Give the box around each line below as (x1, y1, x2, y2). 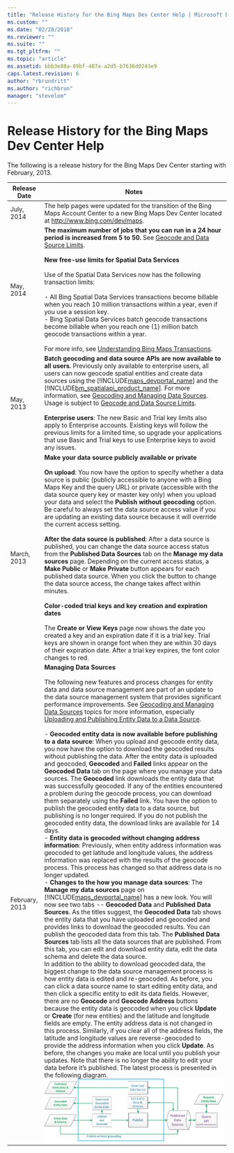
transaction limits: (44, 278, 95, 286)
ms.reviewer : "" (7, 34, 54, 40)
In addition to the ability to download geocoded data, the (44, 960, 206, 968)
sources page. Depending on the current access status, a (44, 557, 210, 565)
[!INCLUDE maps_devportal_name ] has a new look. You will (44, 893, 212, 901)
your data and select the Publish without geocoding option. (44, 498, 217, 506)
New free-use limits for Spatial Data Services (44, 255, 180, 265)
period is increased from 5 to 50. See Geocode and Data (44, 234, 210, 242)
